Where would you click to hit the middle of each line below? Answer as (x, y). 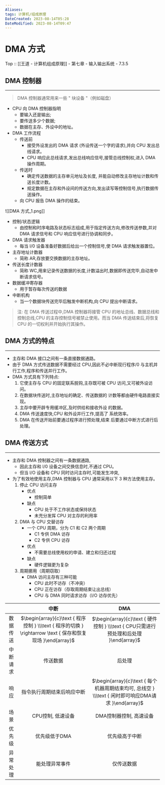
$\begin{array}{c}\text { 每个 (124, 681)
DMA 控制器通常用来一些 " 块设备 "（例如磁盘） (65, 98)
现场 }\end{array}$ (53, 640)
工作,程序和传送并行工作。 (43, 370)
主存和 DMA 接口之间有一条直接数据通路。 (55, 358)
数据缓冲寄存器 (27, 283)
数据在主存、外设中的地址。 (48, 127)
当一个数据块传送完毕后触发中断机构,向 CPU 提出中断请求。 (80, 301)
